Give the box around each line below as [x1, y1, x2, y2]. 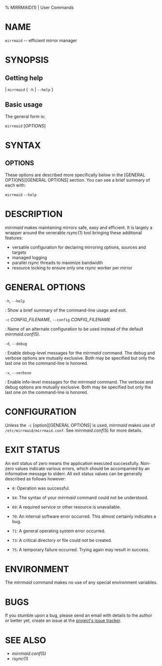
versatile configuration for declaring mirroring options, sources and [12, 244, 146, 250]
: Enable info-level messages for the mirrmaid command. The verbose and [5, 379, 153, 385]
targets [12, 249, 27, 255]
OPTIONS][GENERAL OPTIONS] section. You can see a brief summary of [5, 177, 150, 183]
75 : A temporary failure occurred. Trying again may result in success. [12, 546, 150, 552]
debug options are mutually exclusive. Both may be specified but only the [5, 384, 151, 390]
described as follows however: [5, 476, 66, 481]
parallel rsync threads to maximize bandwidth [12, 260, 103, 265]
